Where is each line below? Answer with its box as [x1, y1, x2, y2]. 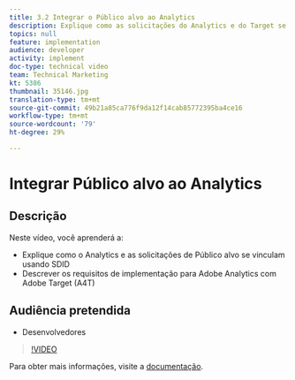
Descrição [9, 209, 67, 224]
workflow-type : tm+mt [9, 111, 89, 120]
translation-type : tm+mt [9, 95, 101, 104]
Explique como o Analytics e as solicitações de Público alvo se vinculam [21, 249, 285, 260]
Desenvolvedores [21, 326, 87, 337]
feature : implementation [9, 37, 101, 47]
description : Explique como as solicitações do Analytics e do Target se [9, 21, 287, 30]
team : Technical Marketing [9, 71, 109, 80]
